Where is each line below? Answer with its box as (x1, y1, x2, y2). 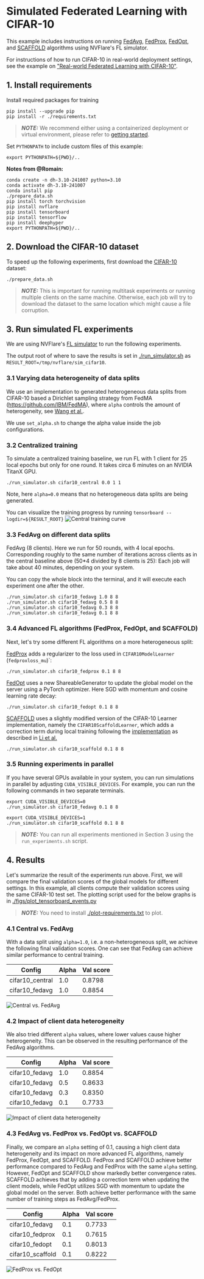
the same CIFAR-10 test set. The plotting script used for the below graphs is (6, 891, 197, 898)
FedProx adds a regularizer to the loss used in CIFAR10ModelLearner (6, 650, 175, 657)
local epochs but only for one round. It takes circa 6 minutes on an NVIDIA (6, 461, 192, 468)
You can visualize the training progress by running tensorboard (6, 509, 164, 516)
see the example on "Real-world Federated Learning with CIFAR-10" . (6, 62, 178, 70)
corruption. (21, 306, 50, 314)
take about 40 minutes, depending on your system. (6, 564, 135, 571)
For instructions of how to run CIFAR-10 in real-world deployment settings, (6, 56, 193, 63)
